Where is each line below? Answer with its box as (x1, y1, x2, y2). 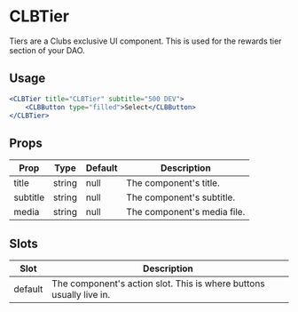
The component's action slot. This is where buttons (51, 277, 265, 290)
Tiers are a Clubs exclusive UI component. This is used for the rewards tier (9, 36, 282, 46)
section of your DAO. (9, 44, 86, 55)
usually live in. (51, 289, 111, 300)
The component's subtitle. (126, 191, 236, 204)
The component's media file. (126, 206, 246, 219)
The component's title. (126, 177, 220, 189)
